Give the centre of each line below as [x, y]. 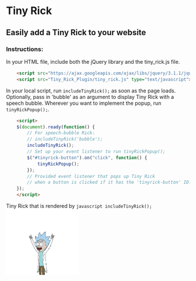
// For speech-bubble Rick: [61, 133]
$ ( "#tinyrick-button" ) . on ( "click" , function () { [87, 157]
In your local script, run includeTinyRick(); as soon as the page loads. [91, 90]
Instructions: [25, 49]
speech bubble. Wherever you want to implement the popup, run [84, 103]
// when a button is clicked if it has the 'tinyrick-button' [104, 183]
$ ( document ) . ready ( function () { [56, 127]
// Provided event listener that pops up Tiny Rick [91, 176]
